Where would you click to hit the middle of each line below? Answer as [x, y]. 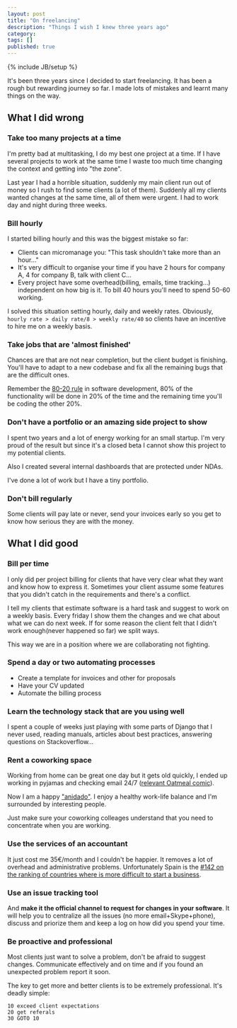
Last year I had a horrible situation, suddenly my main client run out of [109, 182]
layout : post [27, 14]
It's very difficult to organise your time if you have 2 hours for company [121, 267]
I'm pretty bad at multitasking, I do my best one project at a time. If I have [114, 154]
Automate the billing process [59, 693]
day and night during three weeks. [57, 205]
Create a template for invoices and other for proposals [97, 678]
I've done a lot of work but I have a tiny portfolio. [78, 480]
